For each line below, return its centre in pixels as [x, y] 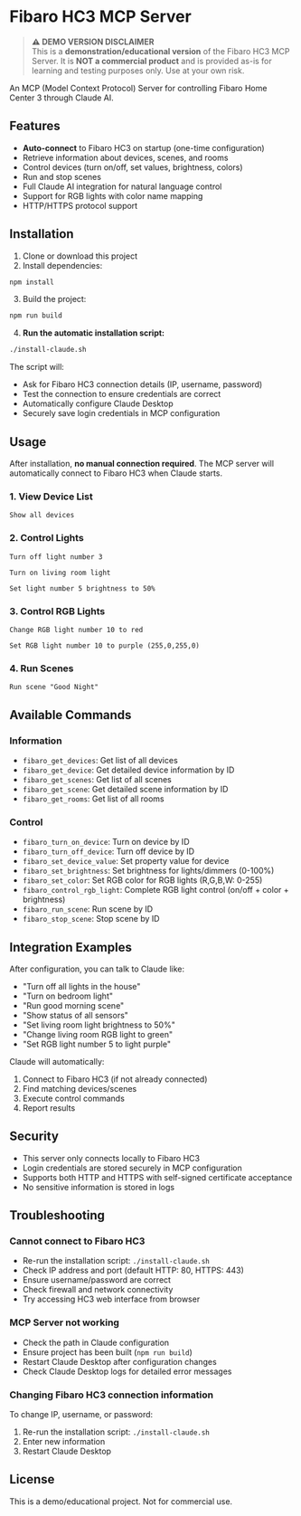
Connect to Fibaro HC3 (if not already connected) [115, 1079]
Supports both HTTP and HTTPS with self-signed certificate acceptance [157, 1177]
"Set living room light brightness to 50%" [99, 1025]
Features [35, 126]
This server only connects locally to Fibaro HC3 [111, 1158]
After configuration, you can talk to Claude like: [97, 969]
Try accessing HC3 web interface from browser [111, 1299]
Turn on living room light [60, 573]
